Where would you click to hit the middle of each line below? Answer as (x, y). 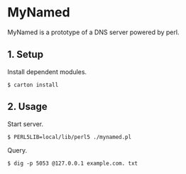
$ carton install (33, 85)
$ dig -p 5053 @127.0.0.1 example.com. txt (73, 163)
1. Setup (26, 55)
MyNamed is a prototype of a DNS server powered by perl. (93, 32)
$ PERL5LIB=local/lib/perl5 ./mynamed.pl (70, 137)
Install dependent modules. (47, 71)
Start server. (26, 124)
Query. (17, 150)
